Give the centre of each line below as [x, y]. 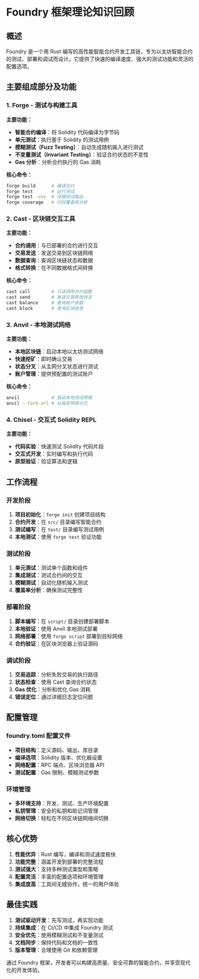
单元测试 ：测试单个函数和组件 [51, 568]
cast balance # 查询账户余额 [45, 303]
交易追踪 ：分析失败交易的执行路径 [56, 674]
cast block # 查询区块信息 [45, 308]
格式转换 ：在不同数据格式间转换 [54, 268]
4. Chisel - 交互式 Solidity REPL [51, 419]
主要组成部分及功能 [41, 87]
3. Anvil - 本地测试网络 [39, 325]
